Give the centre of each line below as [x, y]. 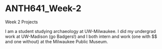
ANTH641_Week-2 [43, 8]
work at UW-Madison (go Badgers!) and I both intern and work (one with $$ [81, 36]
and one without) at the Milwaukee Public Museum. [57, 41]
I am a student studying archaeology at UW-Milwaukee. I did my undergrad [81, 31]
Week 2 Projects [21, 22]
